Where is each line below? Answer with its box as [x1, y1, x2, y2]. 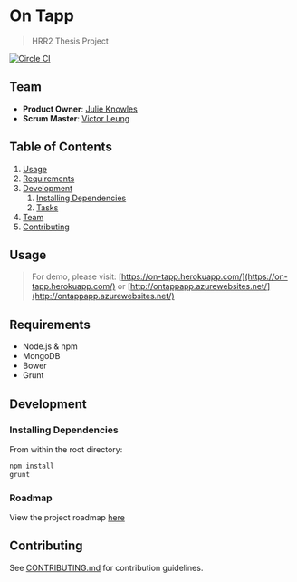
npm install [9, 461, 54, 470]
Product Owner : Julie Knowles [22, 103, 138, 114]
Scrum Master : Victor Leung [22, 112, 130, 123]
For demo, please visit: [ [31, 271, 122, 282]
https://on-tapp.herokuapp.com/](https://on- [120, 271, 288, 282]
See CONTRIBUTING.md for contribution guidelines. [9, 562, 204, 573]
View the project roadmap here [9, 511, 125, 522]
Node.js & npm [22, 341, 79, 352]
